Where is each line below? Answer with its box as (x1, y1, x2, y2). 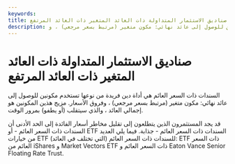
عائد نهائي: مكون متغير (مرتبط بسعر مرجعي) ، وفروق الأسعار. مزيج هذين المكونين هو (8, 98, 228, 107)
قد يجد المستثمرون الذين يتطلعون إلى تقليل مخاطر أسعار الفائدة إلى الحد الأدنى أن (8, 119, 221, 128)
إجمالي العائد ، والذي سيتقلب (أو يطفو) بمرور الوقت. (8, 106, 144, 114)
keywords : (8, 10, 37, 17)
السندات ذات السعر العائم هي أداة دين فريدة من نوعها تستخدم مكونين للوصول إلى (8, 91, 220, 100)
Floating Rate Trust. (8, 149, 64, 158)
